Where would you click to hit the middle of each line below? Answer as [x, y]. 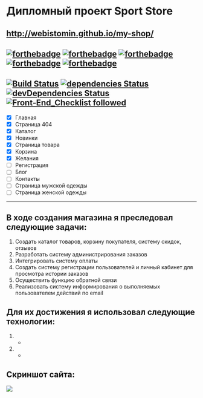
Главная [26, 117]
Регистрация [32, 165]
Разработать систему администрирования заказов [81, 255]
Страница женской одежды [51, 192]
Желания [27, 158]
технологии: [31, 321]
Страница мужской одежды [51, 186]
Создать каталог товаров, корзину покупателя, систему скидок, [98, 242]
